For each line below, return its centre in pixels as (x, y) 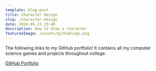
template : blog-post (27, 10)
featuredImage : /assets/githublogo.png (47, 33)
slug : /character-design (31, 19)
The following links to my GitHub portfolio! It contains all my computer (78, 48)
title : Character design (31, 15)
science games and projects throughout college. (56, 53)
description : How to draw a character (46, 29)
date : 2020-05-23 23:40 (30, 24)
